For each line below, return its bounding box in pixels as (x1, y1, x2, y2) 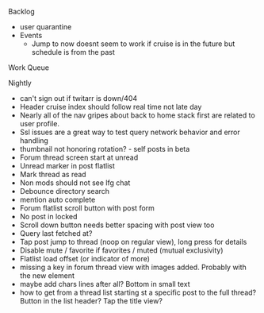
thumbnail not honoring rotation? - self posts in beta (19, 145, 190, 153)
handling (19, 136, 49, 145)
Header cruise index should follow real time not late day (19, 102, 202, 111)
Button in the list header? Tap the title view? (19, 296, 163, 305)
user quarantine (19, 22, 72, 31)
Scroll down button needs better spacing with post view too (19, 220, 215, 230)
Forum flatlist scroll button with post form (19, 203, 155, 213)
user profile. (19, 119, 59, 128)
